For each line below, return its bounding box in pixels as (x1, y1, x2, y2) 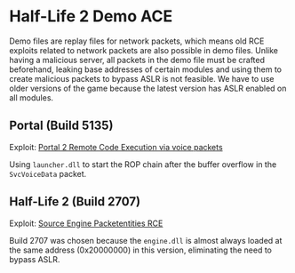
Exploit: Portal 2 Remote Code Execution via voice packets (9, 141, 224, 152)
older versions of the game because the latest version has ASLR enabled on (9, 83, 287, 93)
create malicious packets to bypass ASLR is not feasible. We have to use (9, 73, 275, 84)
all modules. (9, 92, 54, 103)
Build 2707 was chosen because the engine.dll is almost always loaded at (9, 235, 283, 245)
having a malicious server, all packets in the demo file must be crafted (9, 54, 265, 65)
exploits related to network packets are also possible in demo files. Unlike (9, 44, 278, 55)
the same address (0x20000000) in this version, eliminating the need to (9, 245, 273, 255)
